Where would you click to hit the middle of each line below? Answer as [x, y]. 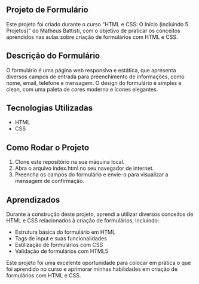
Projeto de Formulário [47, 10]
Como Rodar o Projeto [48, 147]
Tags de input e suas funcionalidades [61, 239]
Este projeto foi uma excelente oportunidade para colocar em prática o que [99, 263]
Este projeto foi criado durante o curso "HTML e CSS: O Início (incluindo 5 [97, 24]
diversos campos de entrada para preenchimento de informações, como [95, 77]
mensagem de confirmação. [50, 181]
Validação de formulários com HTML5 [62, 251]
